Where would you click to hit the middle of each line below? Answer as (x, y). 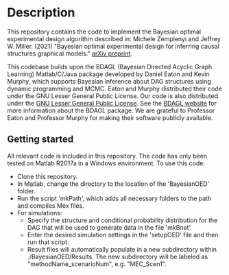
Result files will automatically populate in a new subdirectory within (122, 249)
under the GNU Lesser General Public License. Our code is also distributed (113, 96)
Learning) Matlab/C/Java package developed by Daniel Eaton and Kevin (109, 74)
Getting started (40, 140)
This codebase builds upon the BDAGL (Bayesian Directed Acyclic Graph (110, 67)
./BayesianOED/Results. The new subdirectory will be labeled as (117, 256)
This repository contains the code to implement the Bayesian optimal (104, 32)
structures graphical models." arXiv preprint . (70, 53)
